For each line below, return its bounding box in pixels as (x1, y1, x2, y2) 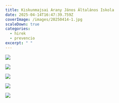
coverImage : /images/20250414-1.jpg (5, 17, 83, 22)
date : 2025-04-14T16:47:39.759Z (5, 12, 73, 17)
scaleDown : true (5, 21, 39, 27)
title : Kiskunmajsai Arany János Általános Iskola (5, 7, 114, 13)
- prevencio (10, 36, 35, 41)
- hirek (10, 31, 26, 36)
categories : (5, 26, 30, 31)
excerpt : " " (5, 41, 33, 46)
